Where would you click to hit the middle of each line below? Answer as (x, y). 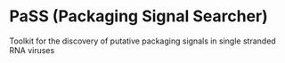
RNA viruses (32, 50)
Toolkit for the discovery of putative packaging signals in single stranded (142, 41)
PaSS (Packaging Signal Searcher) (139, 16)
